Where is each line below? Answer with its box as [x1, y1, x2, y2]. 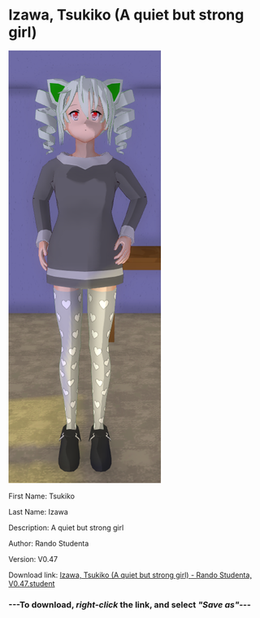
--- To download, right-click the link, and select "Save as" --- [8, 598, 252, 610]
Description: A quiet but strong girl [8, 523, 124, 533]
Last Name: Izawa [8, 506, 69, 516]
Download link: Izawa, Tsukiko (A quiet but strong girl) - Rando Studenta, [8, 570, 252, 580]
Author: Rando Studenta [8, 538, 89, 548]
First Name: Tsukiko [8, 491, 76, 501]
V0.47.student [8, 578, 55, 588]
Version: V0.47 [8, 554, 58, 563]
